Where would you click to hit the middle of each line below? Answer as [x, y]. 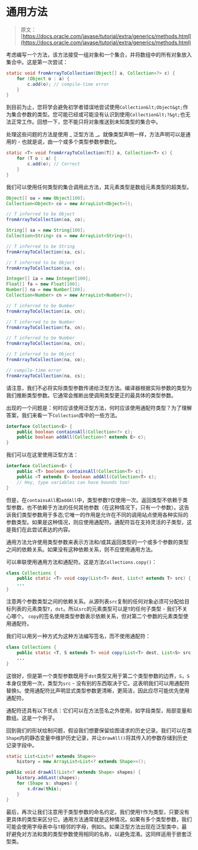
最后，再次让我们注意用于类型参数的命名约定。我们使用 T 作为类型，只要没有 [98, 812]
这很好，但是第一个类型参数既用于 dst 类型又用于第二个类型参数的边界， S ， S [98, 675]
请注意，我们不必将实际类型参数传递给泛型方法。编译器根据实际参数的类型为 [99, 388]
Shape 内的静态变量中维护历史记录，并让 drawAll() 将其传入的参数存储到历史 [97, 737]
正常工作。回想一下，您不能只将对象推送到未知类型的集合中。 [86, 122]
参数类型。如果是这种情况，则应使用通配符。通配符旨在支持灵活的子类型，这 [99, 522]
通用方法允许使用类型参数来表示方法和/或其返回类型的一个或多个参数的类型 [98, 542]
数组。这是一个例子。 [32, 718]
